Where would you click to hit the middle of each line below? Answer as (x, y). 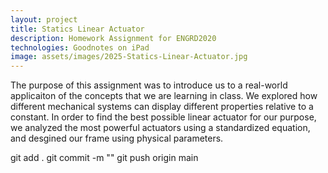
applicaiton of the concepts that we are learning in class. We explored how (164, 96)
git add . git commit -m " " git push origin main (104, 158)
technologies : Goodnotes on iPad (80, 47)
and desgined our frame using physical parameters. (117, 138)
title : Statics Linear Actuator (77, 29)
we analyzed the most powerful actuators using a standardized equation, (160, 128)
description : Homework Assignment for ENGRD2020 (113, 38)
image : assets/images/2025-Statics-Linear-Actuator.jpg (129, 57)
